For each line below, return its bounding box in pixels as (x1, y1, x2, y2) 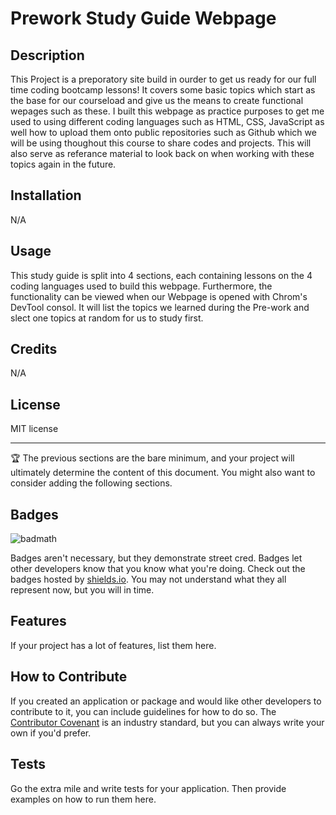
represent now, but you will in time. (10, 584, 155, 596)
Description (10, 47, 85, 64)
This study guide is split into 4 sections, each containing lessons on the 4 (10, 269, 313, 281)
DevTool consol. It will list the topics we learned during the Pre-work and (10, 301, 310, 313)
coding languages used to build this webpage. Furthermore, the (10, 280, 273, 292)
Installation (10, 187, 82, 204)
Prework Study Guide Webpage (10, 7, 277, 30)
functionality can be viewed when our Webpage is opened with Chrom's (10, 290, 308, 302)
